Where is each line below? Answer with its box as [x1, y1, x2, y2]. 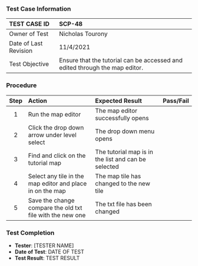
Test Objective [9, 60, 49, 68]
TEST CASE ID [9, 20, 50, 28]
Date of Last [9, 39, 43, 48]
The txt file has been [95, 199, 152, 208]
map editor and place [28, 179, 87, 187]
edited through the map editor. [58, 64, 143, 72]
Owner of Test [9, 30, 49, 38]
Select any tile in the [28, 172, 84, 180]
